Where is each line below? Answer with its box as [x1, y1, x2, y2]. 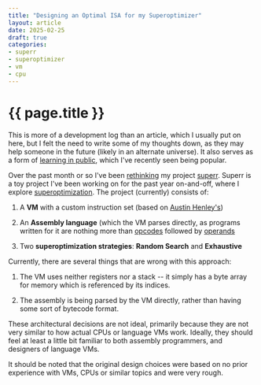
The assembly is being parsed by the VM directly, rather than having [19, 295, 241, 305]
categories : [8, 41, 47, 49]
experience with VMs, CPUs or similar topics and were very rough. [8, 368, 224, 377]
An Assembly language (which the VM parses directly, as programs [19, 217, 241, 227]
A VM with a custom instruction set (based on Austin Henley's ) [19, 202, 224, 212]
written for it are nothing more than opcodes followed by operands [19, 226, 236, 235]
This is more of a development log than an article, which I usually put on [8, 130, 241, 139]
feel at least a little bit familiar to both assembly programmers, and [8, 335, 222, 345]
